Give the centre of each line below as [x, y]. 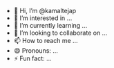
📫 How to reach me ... [46, 41]
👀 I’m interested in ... [43, 18]
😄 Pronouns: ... [36, 51]
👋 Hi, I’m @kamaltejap [45, 11]
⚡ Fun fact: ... [32, 58]
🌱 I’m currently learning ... [50, 25]
